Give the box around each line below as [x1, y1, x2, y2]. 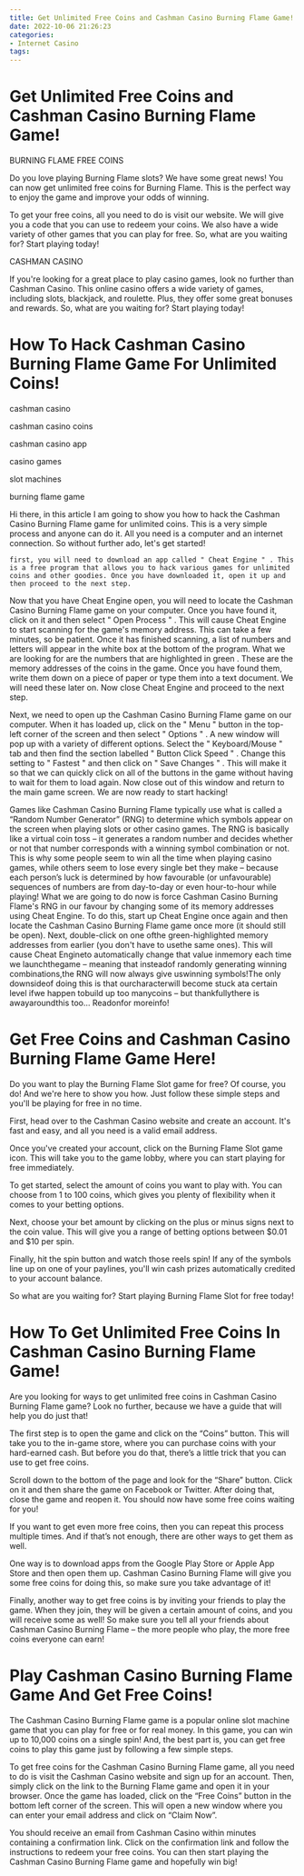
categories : [9, 30, 54, 39]
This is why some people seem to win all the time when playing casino [9, 853, 272, 863]
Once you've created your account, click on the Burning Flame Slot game [9, 1143, 283, 1153]
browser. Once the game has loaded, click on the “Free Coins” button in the [9, 1790, 292, 1801]
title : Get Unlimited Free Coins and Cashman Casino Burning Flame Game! [9, 13, 295, 23]
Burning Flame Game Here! [9, 1049, 217, 1069]
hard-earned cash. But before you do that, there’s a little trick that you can [9, 1447, 287, 1458]
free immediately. [9, 1162, 74, 1172]
